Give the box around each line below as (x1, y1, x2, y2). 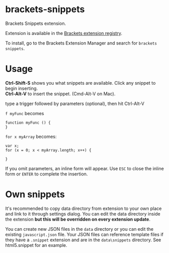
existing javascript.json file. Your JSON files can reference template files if (5, 231, 163, 237)
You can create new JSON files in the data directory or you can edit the (5, 226, 154, 232)
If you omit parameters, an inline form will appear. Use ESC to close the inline (5, 165, 164, 171)
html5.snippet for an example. (5, 242, 67, 248)
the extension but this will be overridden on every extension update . (5, 216, 151, 222)
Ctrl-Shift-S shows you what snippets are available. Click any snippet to (5, 80, 156, 86)
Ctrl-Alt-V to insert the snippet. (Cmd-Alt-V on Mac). (5, 90, 115, 97)
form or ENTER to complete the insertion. (5, 171, 88, 177)
